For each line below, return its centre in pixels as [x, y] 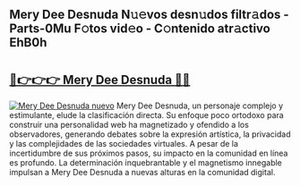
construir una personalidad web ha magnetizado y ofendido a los [129, 125]
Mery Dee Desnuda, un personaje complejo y [200, 106]
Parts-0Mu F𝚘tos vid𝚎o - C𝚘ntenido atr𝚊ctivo [140, 29]
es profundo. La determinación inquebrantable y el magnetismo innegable [146, 163]
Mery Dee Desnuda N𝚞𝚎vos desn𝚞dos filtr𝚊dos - [149, 15]
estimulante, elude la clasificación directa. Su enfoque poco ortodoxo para [146, 115]
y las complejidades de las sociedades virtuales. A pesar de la [124, 144]
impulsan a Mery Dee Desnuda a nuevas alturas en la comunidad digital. [142, 172]
